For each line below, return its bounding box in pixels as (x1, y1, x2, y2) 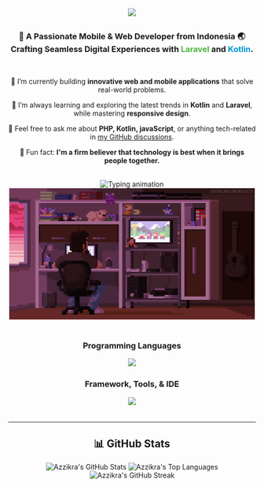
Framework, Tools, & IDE (85, 378, 179, 389)
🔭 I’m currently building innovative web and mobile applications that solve (10, 77, 254, 87)
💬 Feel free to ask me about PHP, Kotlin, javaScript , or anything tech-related (8, 124, 256, 134)
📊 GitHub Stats (93, 437, 170, 451)
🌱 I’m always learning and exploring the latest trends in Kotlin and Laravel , (11, 101, 253, 110)
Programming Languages (82, 341, 182, 352)
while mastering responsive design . (73, 109, 191, 118)
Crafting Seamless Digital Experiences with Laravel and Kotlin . (10, 44, 254, 55)
